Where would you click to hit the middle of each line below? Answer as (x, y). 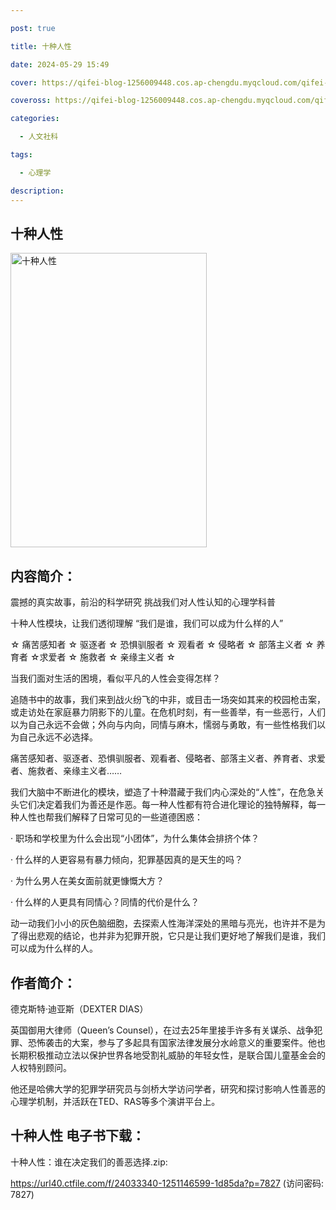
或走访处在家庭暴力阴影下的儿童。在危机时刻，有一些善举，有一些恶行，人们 (168, 712)
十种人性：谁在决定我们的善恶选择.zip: (89, 1162)
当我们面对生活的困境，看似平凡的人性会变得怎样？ (115, 678)
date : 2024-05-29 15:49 (60, 64)
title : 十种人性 (41, 46)
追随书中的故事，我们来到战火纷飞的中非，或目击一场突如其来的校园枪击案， (168, 700)
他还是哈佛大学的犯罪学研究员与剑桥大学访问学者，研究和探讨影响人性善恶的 (168, 1088)
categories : (35, 119)
